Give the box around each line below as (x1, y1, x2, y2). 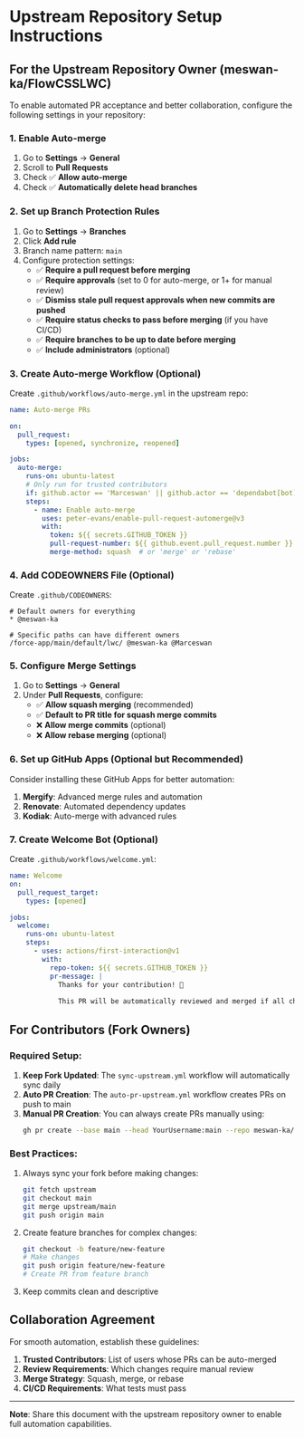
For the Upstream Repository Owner (9, 62, 217, 77)
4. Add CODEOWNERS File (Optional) (9, 569, 175, 581)
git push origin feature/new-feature (22, 1261, 166, 1270)
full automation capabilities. (9, 1418, 112, 1429)
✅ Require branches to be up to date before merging (35, 333, 237, 345)
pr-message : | (49, 972, 103, 981)
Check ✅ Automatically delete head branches (22, 182, 198, 193)
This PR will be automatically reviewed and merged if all (57, 997, 285, 1006)
